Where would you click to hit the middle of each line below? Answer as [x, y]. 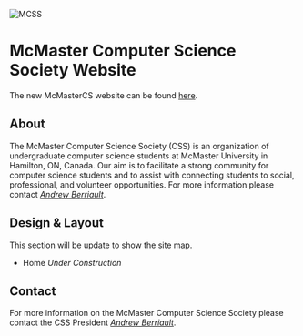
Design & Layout [57, 223]
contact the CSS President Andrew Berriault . [93, 322]
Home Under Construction [72, 262]
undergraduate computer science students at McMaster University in [139, 156]
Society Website [73, 71]
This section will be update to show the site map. [101, 245]
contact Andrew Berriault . [58, 194]
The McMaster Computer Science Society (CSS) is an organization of [140, 146]
